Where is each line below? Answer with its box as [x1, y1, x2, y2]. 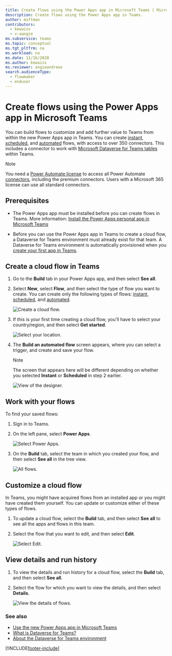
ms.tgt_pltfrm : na [5, 46, 45, 51]
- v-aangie [10, 31, 33, 36]
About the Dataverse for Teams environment [12, 635, 106, 642]
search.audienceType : [5, 70, 52, 75]
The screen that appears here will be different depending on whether [12, 367, 159, 373]
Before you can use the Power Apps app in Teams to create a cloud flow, [12, 231, 166, 237]
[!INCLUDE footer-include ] [5, 645, 60, 651]
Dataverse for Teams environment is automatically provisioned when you [12, 242, 166, 248]
